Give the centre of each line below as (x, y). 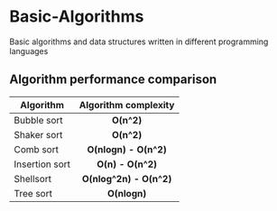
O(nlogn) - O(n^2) (127, 149)
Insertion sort (42, 164)
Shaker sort (38, 134)
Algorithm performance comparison (113, 80)
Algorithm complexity (127, 105)
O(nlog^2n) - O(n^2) (127, 179)
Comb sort (36, 149)
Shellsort (33, 179)
